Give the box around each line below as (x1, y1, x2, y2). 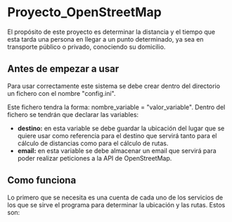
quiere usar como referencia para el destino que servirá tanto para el (17, 131, 217, 140)
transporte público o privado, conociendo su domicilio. (7, 42, 166, 51)
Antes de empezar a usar (7, 63, 120, 75)
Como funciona (7, 174, 77, 187)
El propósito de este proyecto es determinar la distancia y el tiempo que (7, 27, 216, 36)
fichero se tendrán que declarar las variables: (7, 110, 139, 118)
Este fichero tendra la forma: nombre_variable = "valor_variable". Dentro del (7, 103, 226, 111)
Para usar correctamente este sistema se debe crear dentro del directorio (7, 82, 220, 90)
